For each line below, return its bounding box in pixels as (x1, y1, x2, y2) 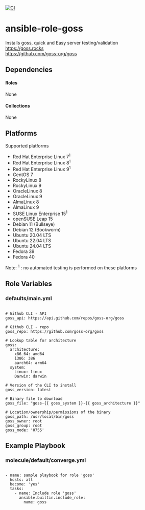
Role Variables (5, 280, 52, 288)
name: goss (23, 500, 47, 505)
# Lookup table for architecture (5, 338, 77, 343)
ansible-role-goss (5, 23, 83, 34)
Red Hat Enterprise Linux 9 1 (12, 165, 71, 172)
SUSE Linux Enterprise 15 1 (12, 209, 68, 217)
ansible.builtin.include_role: (18, 495, 86, 500)
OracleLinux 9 (12, 193, 42, 199)
